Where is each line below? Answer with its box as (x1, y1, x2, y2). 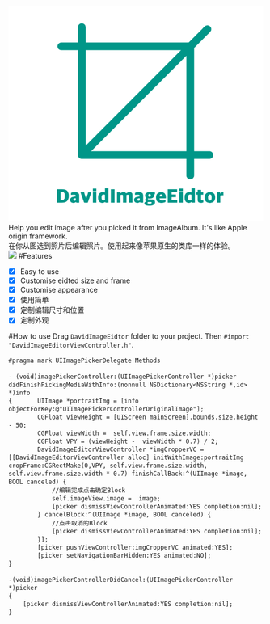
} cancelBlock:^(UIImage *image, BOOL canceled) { (37, 511, 212, 519)
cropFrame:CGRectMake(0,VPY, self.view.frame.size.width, (8, 462, 208, 470)
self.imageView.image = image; (51, 495, 161, 503)
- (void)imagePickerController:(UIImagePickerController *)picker (8, 373, 237, 382)
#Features (18, 251, 53, 260)
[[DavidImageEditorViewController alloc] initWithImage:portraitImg (8, 453, 244, 462)
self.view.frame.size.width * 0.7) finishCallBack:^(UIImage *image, (8, 470, 248, 479)
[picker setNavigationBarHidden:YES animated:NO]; (37, 552, 212, 560)
